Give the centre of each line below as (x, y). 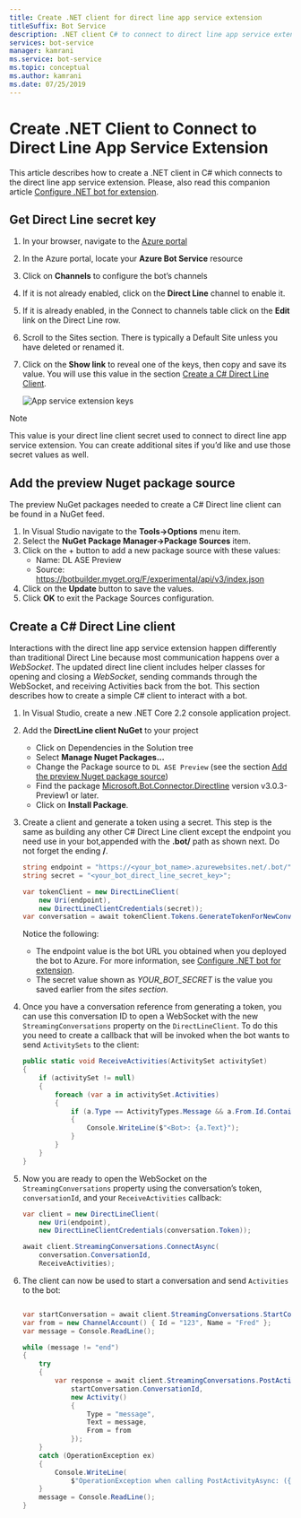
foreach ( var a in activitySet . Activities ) (137, 1095)
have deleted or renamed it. (73, 347)
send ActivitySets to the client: (81, 1045)
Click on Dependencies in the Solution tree (115, 748)
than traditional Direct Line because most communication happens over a (144, 657)
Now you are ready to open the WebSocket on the (115, 1178)
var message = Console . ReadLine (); (89, 1331)
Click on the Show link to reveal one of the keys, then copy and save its (154, 365)
